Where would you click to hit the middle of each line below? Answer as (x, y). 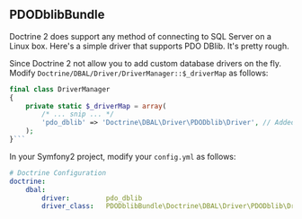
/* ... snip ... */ (78, 114)
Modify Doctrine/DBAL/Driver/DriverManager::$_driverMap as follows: (139, 73)
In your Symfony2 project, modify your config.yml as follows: (123, 156)
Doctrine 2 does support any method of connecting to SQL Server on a (141, 36)
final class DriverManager (60, 89)
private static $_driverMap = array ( (96, 106)
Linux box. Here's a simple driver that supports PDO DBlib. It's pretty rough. (149, 46)
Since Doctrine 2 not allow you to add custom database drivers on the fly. (145, 63)
